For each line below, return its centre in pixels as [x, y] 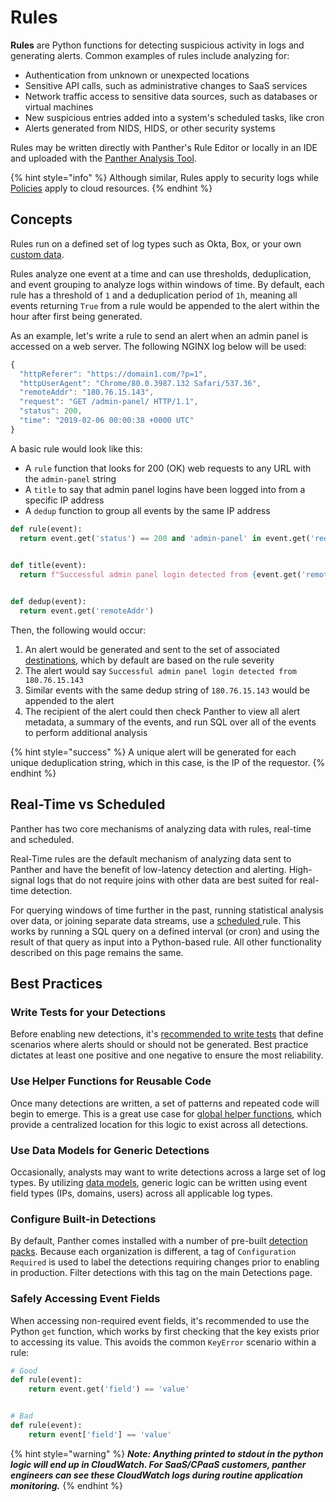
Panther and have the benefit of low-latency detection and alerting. [148, 869]
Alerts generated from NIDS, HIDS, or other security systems [150, 128]
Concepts [41, 219]
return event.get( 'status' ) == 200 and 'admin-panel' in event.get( [165, 538]
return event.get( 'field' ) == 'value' [109, 1389]
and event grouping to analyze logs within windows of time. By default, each [167, 284]
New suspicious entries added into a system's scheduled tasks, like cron [174, 117]
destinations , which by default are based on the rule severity [149, 660]
